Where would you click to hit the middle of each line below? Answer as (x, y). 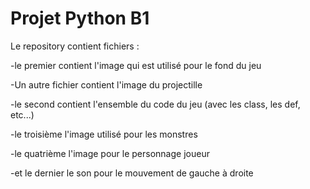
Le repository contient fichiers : (75, 46)
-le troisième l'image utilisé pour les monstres (104, 134)
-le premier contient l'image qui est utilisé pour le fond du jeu (136, 65)
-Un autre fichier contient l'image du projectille (106, 84)
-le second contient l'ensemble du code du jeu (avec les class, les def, (155, 104)
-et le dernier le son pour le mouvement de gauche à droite (132, 173)
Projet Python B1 (80, 18)
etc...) (22, 114)
